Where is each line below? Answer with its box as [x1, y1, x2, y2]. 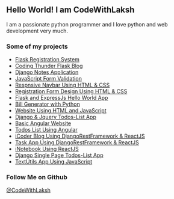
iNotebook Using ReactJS [14, 145, 79, 153]
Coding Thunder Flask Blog [14, 63, 83, 70]
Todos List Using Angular [14, 126, 78, 133]
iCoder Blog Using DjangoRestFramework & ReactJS [14, 132, 146, 140]
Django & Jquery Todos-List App [14, 114, 96, 121]
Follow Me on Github [6, 173, 67, 182]
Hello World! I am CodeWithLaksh [6, 5, 135, 15]
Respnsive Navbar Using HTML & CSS [14, 81, 110, 89]
